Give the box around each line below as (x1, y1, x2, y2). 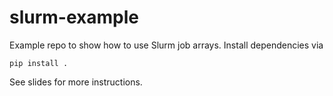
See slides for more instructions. (9, 76, 143, 88)
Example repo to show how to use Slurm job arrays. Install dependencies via (9, 39, 324, 51)
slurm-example (9, 6, 139, 29)
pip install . (9, 58, 69, 68)
